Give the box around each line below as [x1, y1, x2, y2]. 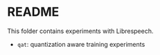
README [7, 4, 60, 20]
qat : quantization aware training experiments [17, 40, 145, 48]
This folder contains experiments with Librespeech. [7, 27, 154, 35]
